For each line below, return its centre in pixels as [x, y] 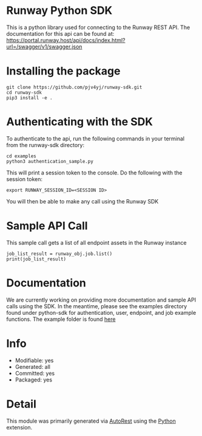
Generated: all [32, 366]
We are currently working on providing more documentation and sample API [101, 300]
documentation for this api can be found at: [60, 33]
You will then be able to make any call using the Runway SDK [82, 201]
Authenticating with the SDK [80, 122]
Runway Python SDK [59, 11]
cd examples [21, 156]
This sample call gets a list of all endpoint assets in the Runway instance [96, 242]
